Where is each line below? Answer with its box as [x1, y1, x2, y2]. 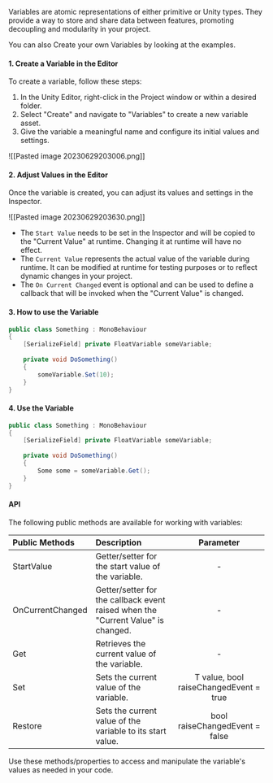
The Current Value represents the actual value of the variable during [19, 254, 250, 263]
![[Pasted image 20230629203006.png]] [8, 151, 145, 161]
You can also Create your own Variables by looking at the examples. [8, 40, 236, 50]
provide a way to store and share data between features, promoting [8, 15, 234, 25]
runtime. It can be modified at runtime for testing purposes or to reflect [19, 263, 258, 272]
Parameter [198, 537, 240, 548]
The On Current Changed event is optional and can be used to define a [19, 280, 254, 289]
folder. [19, 101, 42, 111]
